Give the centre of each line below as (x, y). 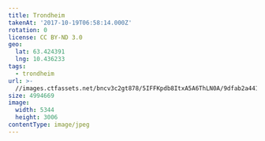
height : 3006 (37, 117)
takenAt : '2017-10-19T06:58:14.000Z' (70, 23)
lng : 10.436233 (40, 60)
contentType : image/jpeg (49, 125)
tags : (17, 67)
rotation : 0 (28, 30)
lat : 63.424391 (40, 52)
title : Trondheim (37, 15)
